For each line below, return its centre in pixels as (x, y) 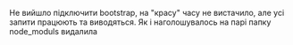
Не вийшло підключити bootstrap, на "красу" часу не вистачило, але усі (147, 13)
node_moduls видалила (54, 31)
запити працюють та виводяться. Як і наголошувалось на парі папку (140, 22)
